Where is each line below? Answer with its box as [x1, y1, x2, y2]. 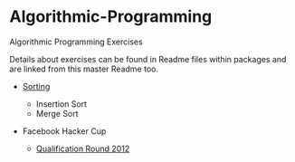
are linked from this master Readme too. [9, 63, 158, 74]
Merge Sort [35, 108, 79, 119]
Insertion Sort [35, 98, 88, 110]
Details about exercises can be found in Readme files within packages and [9, 53, 287, 64]
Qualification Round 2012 [35, 143, 130, 154]
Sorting [22, 81, 51, 91]
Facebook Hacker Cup [22, 125, 107, 137]
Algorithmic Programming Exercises [9, 36, 143, 47]
